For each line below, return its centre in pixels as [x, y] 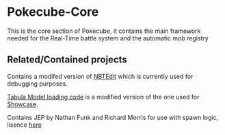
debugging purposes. [38, 84]
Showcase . [23, 104]
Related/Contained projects [67, 60]
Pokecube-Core [53, 12]
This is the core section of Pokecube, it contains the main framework [104, 31]
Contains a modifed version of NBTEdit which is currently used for [100, 76]
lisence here [25, 125]
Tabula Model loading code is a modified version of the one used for [103, 97]
